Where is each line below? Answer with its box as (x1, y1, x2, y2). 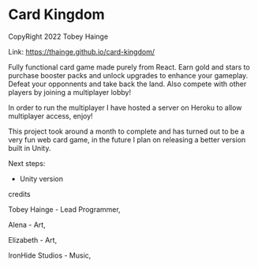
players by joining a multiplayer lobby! (8, 87, 132, 96)
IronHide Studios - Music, (8, 251, 92, 260)
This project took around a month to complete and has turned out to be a (8, 126, 245, 136)
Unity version (19, 174, 64, 183)
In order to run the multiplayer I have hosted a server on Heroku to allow (8, 103, 242, 112)
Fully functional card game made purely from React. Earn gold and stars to (8, 62, 250, 72)
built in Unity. (8, 143, 51, 153)
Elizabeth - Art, (8, 235, 58, 244)
